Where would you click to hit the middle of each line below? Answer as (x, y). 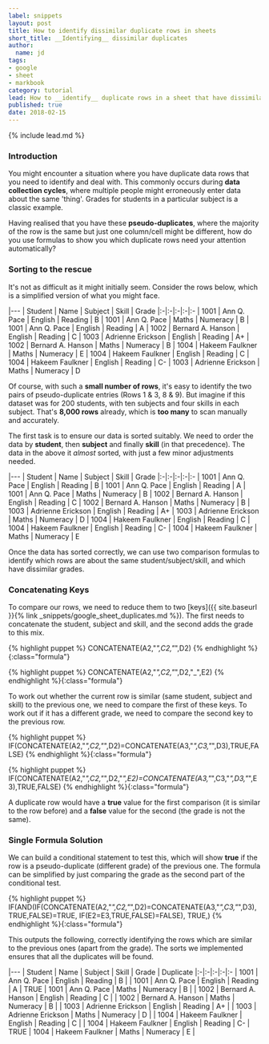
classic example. (36, 208)
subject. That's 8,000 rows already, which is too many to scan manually (128, 411)
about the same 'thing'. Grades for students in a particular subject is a (123, 199)
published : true (35, 105)
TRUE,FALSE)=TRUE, (43, 916)
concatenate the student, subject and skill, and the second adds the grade (131, 624)
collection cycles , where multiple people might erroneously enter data (125, 191)
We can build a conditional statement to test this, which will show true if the (133, 857)
